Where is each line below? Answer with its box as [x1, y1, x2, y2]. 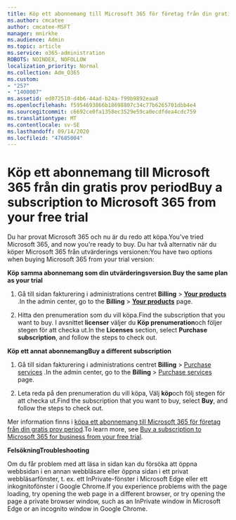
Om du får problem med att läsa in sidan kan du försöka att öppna [7, 460, 198, 468]
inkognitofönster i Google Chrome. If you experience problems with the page [7, 482, 228, 490]
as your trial [7, 276, 44, 285]
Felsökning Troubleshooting [7, 446, 90, 455]
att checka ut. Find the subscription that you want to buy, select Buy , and [17, 396, 228, 405]
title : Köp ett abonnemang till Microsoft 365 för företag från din [7, 10, 212, 18]
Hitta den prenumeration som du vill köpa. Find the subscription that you [17, 311, 225, 320]
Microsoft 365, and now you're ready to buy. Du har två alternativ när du [7, 240, 217, 249]
